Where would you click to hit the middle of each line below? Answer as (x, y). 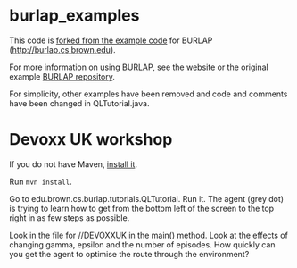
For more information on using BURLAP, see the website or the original (139, 67)
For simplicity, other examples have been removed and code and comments (148, 94)
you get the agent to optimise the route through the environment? (129, 254)
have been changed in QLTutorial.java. (79, 103)
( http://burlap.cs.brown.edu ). (62, 49)
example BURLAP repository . (62, 76)
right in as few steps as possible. (70, 218)
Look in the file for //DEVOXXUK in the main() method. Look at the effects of (148, 235)
